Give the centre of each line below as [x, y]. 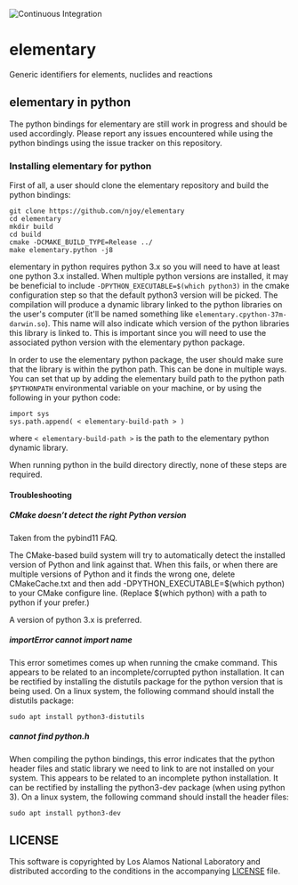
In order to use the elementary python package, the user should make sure [146, 360]
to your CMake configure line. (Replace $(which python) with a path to [138, 593]
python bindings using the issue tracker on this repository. [116, 143]
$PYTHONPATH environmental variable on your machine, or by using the [136, 389]
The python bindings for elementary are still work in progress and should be [148, 124]
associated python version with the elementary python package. [127, 342]
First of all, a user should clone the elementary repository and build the [139, 185]
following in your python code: [65, 397]
